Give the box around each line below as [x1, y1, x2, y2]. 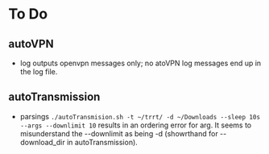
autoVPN [8, 37, 54, 51]
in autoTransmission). [67, 137, 139, 147]
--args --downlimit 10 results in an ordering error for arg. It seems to [19, 120, 252, 130]
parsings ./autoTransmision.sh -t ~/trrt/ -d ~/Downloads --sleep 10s [19, 111, 260, 121]
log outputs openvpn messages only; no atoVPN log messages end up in [19, 58, 262, 68]
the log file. [19, 67, 58, 77]
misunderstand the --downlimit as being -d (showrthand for [19, 128, 219, 138]
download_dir [19, 137, 66, 147]
